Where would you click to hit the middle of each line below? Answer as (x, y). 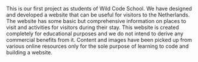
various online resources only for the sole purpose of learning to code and (98, 46)
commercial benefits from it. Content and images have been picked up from (99, 40)
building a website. (29, 52)
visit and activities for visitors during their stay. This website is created (92, 27)
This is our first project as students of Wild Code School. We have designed (99, 9)
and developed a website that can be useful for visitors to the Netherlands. (98, 15)
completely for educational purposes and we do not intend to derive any (95, 34)
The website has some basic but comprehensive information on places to (96, 21)
